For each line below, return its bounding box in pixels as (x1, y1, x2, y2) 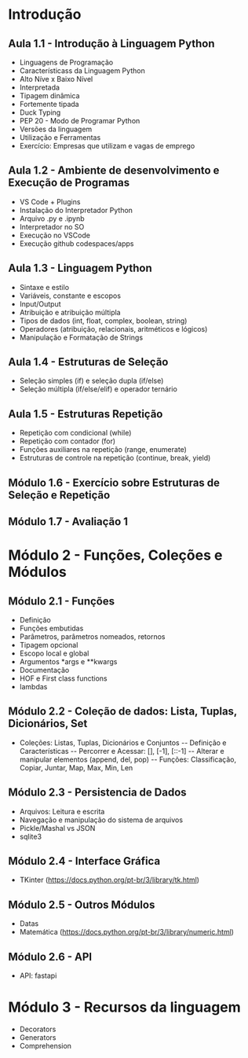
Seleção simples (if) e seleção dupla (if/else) (19, 376, 164, 386)
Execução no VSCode (19, 230, 90, 240)
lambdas (19, 682, 48, 692)
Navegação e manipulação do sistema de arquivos (19, 815, 183, 825)
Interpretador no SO (19, 222, 85, 231)
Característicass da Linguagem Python (19, 66, 145, 75)
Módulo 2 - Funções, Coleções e (8, 546, 223, 564)
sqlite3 (19, 832, 42, 841)
